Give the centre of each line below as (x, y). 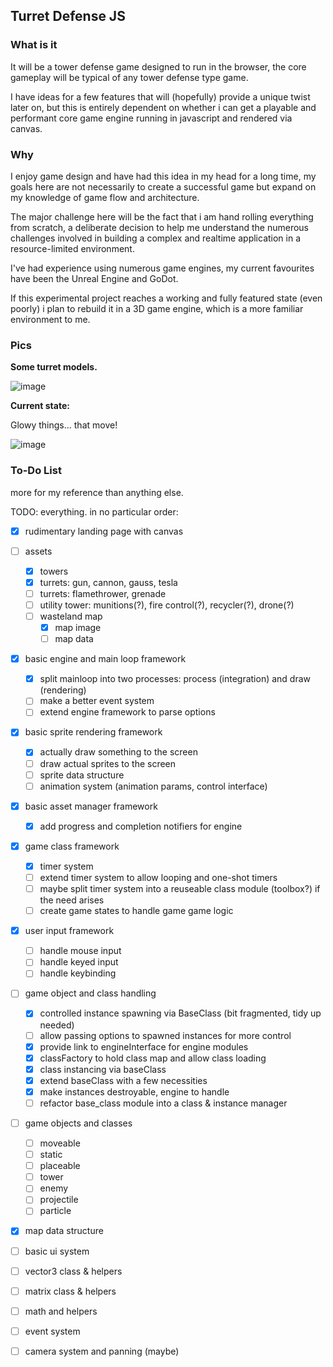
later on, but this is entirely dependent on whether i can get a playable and (163, 107)
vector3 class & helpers (73, 1271)
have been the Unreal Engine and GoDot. (94, 278)
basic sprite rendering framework (93, 732)
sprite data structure (82, 775)
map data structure (64, 1231)
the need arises (72, 900)
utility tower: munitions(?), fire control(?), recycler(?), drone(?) (167, 605)
